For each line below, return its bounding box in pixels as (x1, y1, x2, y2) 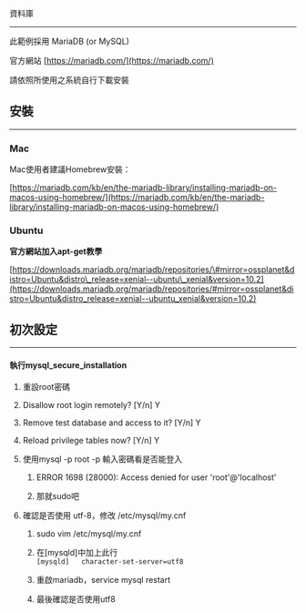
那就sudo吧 (36, 491, 80, 502)
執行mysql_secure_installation (9, 359, 127, 371)
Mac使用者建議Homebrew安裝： (9, 164, 131, 175)
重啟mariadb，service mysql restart (36, 575, 171, 586)
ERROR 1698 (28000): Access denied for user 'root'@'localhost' (36, 472, 277, 483)
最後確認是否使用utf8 (36, 594, 116, 605)
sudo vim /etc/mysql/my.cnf (36, 528, 142, 539)
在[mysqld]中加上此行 (36, 547, 118, 558)
